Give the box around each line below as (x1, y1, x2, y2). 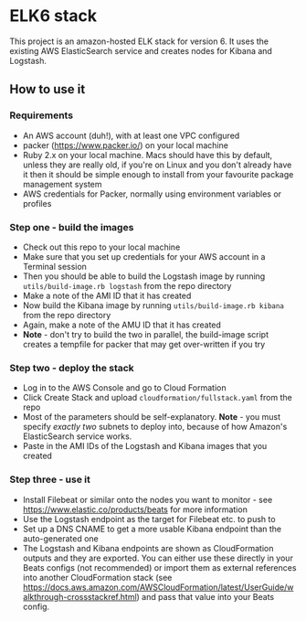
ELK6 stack (9, 5, 98, 27)
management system (22, 178, 102, 189)
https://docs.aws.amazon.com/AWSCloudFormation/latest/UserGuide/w (22, 582, 294, 593)
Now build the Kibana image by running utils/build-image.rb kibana (22, 299, 285, 311)
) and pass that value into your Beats (136, 591, 275, 602)
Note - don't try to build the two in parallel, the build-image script (22, 328, 269, 339)
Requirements (9, 109, 74, 122)
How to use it (9, 81, 86, 97)
